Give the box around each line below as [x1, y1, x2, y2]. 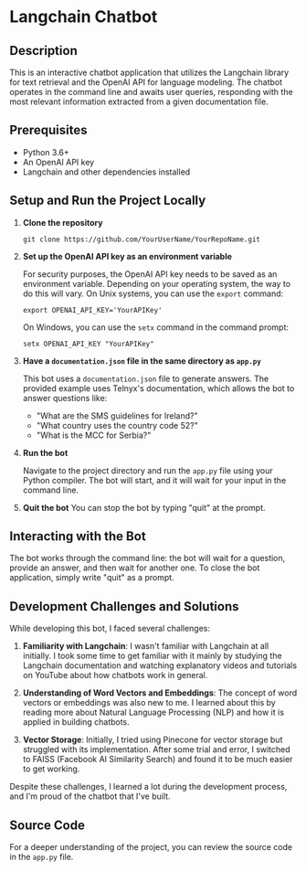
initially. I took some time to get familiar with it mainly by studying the [22, 651, 282, 662]
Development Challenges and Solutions [9, 599, 239, 614]
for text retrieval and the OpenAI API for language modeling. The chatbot [9, 77, 283, 88]
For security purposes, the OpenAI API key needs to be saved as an [22, 268, 278, 280]
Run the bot [22, 447, 69, 458]
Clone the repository [22, 217, 103, 228]
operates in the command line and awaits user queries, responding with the [9, 87, 294, 97]
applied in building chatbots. [22, 717, 130, 728]
